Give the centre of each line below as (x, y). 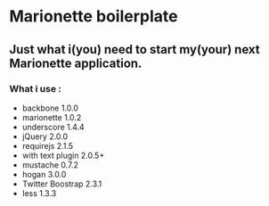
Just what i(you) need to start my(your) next (134, 49)
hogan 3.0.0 (44, 174)
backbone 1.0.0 (50, 108)
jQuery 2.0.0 (45, 136)
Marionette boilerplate (94, 16)
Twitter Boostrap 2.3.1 (62, 184)
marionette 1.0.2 (52, 117)
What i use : (36, 88)
